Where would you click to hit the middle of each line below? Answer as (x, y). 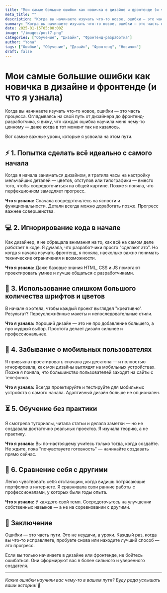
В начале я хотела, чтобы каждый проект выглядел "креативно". (74, 308)
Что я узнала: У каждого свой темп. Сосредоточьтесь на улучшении (78, 502)
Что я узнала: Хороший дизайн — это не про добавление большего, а (80, 323)
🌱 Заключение (29, 523)
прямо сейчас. (21, 454)
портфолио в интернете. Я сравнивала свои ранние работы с (70, 487)
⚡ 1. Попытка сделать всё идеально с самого (79, 153)
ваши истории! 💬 (23, 586)
